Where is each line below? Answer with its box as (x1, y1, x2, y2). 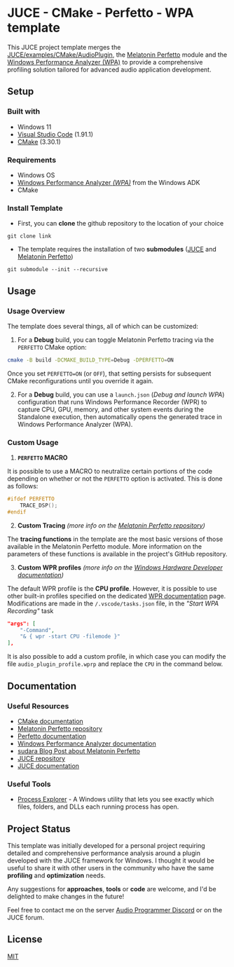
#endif (7, 508, 27, 516)
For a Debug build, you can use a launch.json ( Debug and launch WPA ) (17, 390, 225, 399)
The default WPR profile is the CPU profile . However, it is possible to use (7, 584, 217, 593)
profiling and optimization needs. (7, 871, 106, 879)
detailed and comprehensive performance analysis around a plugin (7, 849, 201, 857)
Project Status (7, 823, 71, 835)
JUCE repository (17, 754, 65, 762)
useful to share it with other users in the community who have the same (7, 864, 214, 872)
